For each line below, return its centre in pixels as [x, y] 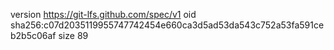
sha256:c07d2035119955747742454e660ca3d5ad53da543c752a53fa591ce [167, 25]
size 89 [73, 35]
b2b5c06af [33, 35]
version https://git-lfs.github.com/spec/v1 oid [103, 14]
